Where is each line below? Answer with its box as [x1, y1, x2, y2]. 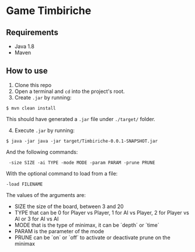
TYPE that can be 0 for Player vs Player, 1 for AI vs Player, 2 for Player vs [14, 209, 190, 216]
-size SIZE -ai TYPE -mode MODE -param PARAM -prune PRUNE [8, 160, 156, 165]
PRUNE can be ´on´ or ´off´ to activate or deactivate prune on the [14, 234, 170, 241]
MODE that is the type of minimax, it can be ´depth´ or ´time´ [14, 221, 159, 229]
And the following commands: [6, 148, 78, 156]
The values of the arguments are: [6, 191, 86, 198]
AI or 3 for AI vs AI [14, 215, 59, 222]
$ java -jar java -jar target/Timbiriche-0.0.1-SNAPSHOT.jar [6, 138, 158, 144]
